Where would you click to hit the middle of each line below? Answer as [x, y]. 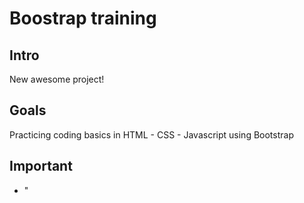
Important [41, 166]
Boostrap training [83, 18]
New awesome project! [57, 79]
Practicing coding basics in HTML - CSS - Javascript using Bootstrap [151, 134]
